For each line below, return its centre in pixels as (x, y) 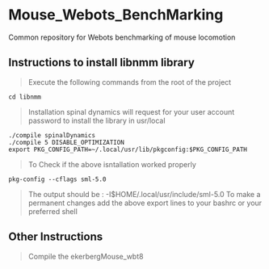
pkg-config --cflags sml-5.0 (57, 179)
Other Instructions (56, 237)
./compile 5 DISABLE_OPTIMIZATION (67, 142)
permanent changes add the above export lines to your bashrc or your (145, 203)
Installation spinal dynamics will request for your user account (131, 111)
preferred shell (53, 211)
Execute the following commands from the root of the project (130, 82)
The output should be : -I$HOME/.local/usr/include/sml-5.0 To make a (144, 194)
